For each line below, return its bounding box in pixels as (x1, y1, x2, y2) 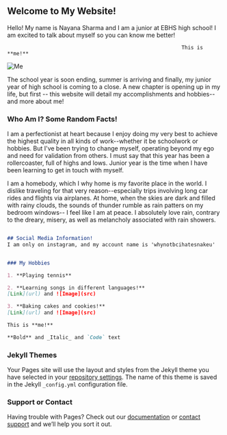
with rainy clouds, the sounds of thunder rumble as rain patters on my (7, 201, 204, 209)
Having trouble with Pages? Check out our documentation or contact (7, 413, 200, 421)
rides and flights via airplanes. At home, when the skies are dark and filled (7, 194, 215, 202)
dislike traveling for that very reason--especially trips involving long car (7, 187, 209, 195)
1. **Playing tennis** (7, 272, 72, 279)
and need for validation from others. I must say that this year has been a (7, 152, 210, 160)
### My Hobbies (7, 259, 51, 266)
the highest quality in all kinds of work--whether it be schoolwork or (7, 137, 198, 146)
